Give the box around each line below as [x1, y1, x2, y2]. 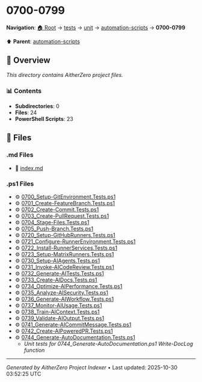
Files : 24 [14, 109, 37, 116]
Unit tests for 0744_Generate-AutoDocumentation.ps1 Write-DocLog [23, 340, 194, 348]
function [23, 347, 45, 354]
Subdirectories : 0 [14, 103, 60, 110]
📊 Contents [6, 87, 42, 95]
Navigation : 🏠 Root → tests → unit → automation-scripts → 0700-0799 [6, 23, 185, 31]
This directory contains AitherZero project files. [6, 71, 123, 78]
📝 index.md [14, 164, 43, 171]
